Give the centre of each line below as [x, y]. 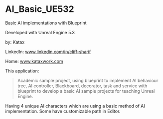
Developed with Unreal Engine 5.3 [40, 32]
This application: [22, 71]
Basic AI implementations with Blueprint [46, 23]
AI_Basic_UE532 [40, 9]
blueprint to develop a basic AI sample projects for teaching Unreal [86, 91]
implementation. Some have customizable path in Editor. [63, 111]
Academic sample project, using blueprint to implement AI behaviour [88, 80]
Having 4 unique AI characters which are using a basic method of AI [75, 106]
